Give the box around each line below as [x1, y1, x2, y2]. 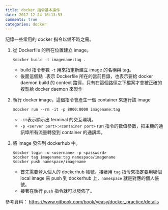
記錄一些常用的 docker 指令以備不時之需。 [5, 36, 94, 42]
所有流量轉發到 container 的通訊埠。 [29, 129, 105, 136]
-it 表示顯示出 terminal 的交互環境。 [20, 117, 96, 123]
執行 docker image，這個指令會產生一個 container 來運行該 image [12, 97, 151, 103]
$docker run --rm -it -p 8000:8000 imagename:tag [12, 107, 121, 112]
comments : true [5, 17, 38, 22]
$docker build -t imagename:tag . [12, 57, 86, 63]
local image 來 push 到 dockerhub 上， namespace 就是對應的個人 [20, 175, 155, 181]
